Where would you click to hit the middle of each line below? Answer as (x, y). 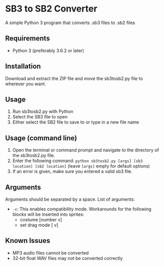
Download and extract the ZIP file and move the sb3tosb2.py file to (74, 78)
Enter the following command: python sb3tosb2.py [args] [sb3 (77, 161)
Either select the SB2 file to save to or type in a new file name (75, 122)
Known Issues (28, 241)
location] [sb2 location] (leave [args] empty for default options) (81, 166)
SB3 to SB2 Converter (51, 9)
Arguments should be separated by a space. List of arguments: (70, 199)
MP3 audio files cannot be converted (50, 253)
